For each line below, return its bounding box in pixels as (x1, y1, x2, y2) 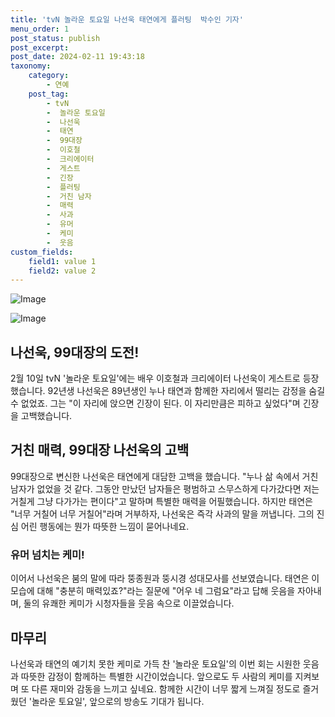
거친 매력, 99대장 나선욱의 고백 (10, 442, 190, 459)
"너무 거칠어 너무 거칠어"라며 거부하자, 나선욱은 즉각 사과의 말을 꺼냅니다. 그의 (10, 507, 315, 520)
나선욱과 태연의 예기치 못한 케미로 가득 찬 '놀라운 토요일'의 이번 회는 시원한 (10, 657, 301, 670)
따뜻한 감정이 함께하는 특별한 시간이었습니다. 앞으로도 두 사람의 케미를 (20, 670, 293, 682)
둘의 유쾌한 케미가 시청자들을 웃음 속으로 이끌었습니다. (23, 597, 235, 610)
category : (28, 71, 70, 81)
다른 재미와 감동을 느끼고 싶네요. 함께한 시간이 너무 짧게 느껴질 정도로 (31, 682, 301, 695)
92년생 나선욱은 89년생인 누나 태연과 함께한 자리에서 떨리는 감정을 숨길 (47, 385, 326, 397)
